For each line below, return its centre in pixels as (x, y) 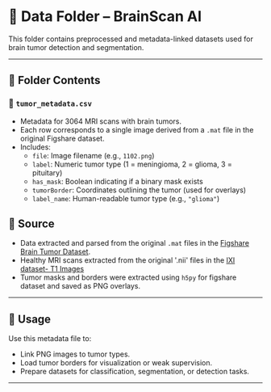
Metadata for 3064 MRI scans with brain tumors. (101, 121)
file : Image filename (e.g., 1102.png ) (93, 155)
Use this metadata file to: (50, 339)
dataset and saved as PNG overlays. (80, 286)
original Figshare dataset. (62, 138)
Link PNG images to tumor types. (75, 354)
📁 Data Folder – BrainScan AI (105, 17)
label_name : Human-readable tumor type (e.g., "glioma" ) (126, 198)
